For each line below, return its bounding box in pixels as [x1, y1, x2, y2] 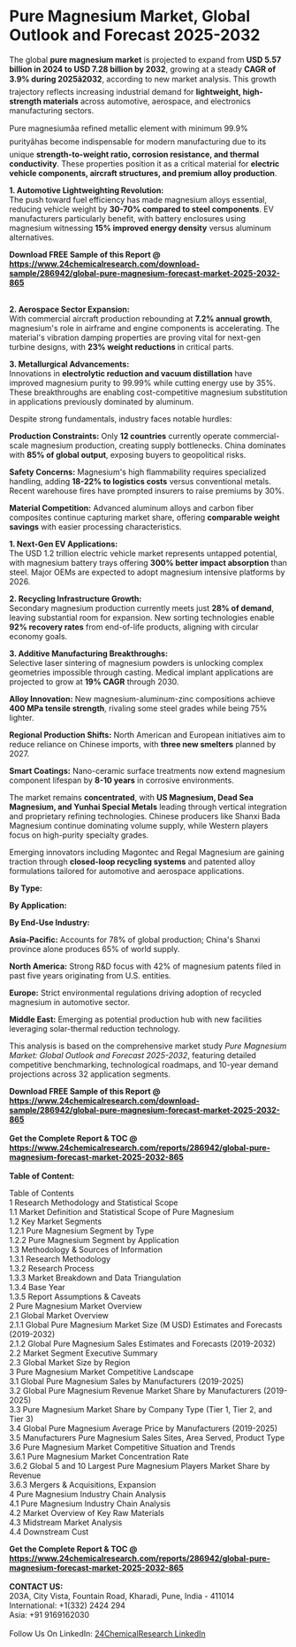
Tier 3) [9, 1413, 34, 1424]
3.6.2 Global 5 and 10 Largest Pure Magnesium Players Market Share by [9, 1460, 270, 1471]
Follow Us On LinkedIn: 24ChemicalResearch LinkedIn [9, 1628, 206, 1639]
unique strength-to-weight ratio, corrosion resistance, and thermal [9, 149, 260, 159]
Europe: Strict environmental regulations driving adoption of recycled [9, 987, 262, 998]
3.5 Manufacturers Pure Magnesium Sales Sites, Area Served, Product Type [9, 1432, 285, 1442]
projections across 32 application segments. [9, 1069, 171, 1079]
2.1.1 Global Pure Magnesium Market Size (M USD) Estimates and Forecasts [9, 1319, 283, 1330]
